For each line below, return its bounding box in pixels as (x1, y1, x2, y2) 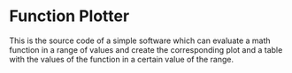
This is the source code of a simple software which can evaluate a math (9, 35, 272, 46)
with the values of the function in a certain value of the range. (9, 54, 234, 64)
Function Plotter (9, 6, 130, 26)
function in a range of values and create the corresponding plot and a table (9, 44, 283, 55)
